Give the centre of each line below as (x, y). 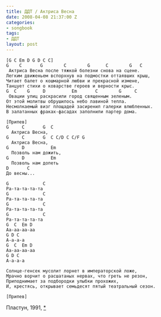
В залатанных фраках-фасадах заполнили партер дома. (72, 112)
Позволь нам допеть (35, 163)
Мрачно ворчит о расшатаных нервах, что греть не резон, (77, 276)
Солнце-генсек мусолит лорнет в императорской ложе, (72, 271)
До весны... (20, 173)
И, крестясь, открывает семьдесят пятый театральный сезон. (81, 286)
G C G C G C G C (74, 65)
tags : (13, 33)
